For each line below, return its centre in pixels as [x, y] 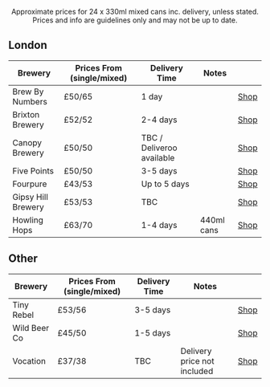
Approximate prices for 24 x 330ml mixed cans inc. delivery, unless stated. [135, 12]
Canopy [27, 142]
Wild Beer [31, 328]
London [28, 45]
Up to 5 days [166, 184]
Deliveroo [160, 148]
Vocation [29, 361]
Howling [28, 220]
